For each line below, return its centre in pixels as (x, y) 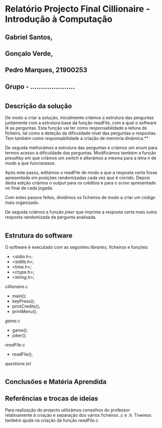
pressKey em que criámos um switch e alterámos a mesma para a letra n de (81, 158)
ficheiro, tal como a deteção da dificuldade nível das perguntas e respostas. (81, 133)
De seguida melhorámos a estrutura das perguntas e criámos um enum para (81, 148)
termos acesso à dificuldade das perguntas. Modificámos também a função (81, 153)
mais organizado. (22, 203)
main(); (19, 296)
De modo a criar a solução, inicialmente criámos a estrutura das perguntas (80, 118)
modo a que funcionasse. (30, 163)
